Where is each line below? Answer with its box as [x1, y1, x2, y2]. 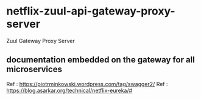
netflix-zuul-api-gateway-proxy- [6, 4, 175, 18]
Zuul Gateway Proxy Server [6, 37, 75, 44]
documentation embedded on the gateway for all [6, 55, 195, 65]
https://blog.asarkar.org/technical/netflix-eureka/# [6, 87, 133, 94]
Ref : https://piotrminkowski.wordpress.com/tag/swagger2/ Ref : [6, 80, 168, 87]
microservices [6, 64, 63, 75]
